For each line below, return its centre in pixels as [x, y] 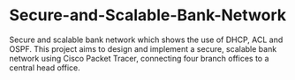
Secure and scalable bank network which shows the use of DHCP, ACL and [146, 40]
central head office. [45, 68]
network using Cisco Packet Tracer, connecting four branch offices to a [139, 58]
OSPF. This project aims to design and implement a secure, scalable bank [143, 48]
